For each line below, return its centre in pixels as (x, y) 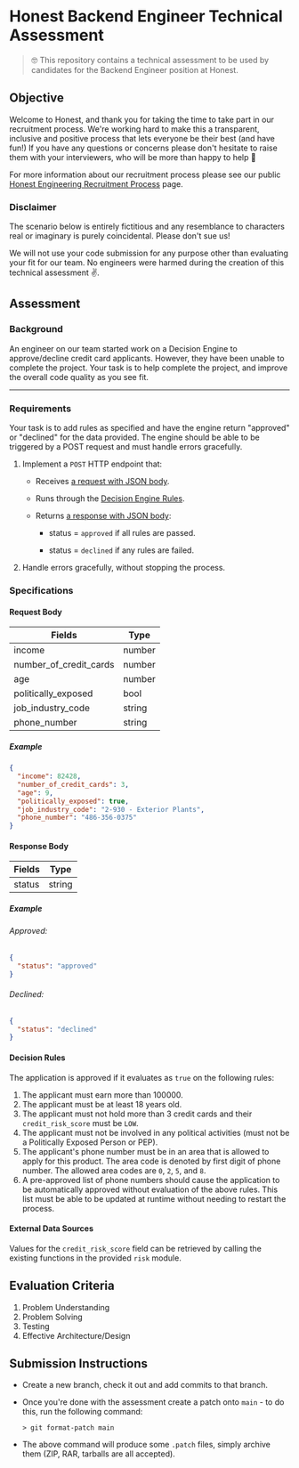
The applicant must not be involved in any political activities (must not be (156, 1132)
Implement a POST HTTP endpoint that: (92, 464)
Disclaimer (33, 207)
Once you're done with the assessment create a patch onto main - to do (153, 1402)
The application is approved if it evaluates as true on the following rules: (141, 1077)
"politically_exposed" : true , (73, 801)
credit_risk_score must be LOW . (81, 1123)
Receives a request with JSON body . (102, 482)
